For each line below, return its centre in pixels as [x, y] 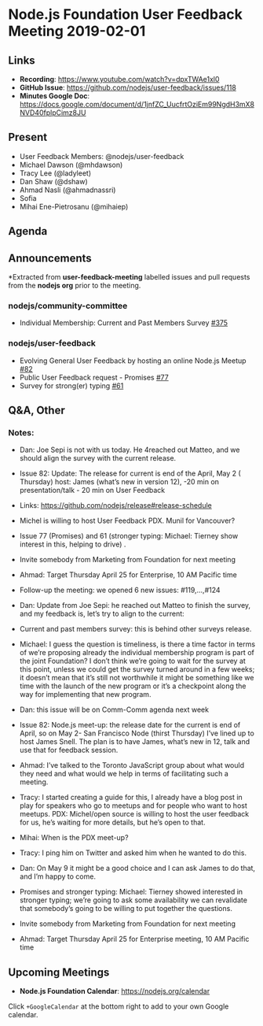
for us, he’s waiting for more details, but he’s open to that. [112, 822]
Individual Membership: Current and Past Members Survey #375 [124, 323]
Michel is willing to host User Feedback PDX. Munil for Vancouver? [127, 520]
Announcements [50, 258]
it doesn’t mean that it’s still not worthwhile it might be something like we [137, 678]
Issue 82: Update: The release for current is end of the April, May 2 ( [130, 473]
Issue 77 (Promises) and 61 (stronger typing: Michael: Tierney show [129, 536]
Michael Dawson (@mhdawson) [71, 165]
